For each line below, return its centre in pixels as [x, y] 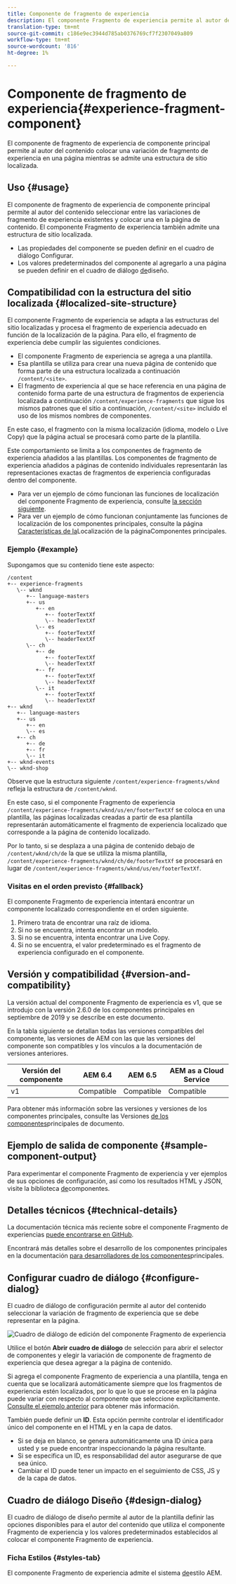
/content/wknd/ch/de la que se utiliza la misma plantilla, [87, 853]
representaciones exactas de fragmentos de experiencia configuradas [109, 473]
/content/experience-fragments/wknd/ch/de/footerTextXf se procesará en [115, 860]
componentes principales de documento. [66, 1123]
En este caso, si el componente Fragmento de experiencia [91, 802]
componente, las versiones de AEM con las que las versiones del [101, 1038]
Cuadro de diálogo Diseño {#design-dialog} [105, 1500]
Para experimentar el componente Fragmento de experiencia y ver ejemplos [117, 1173]
